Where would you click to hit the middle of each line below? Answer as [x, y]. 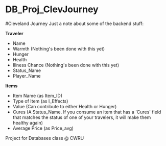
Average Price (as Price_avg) [43, 128]
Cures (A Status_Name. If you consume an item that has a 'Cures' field [87, 112]
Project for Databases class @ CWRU [45, 138]
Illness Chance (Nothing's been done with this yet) [66, 65]
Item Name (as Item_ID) [38, 95]
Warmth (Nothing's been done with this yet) [59, 48]
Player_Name [27, 76]
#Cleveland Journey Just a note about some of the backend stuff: [75, 23]
